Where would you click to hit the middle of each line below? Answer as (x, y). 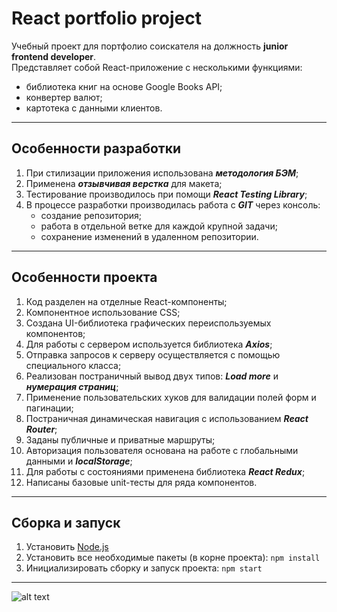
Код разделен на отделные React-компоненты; (126, 301)
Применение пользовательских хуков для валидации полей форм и (171, 397)
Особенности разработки (96, 148)
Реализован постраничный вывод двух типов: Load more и (152, 376)
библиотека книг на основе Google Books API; (124, 86)
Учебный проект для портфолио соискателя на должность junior (150, 46)
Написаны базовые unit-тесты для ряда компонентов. (141, 482)
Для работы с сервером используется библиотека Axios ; (149, 344)
